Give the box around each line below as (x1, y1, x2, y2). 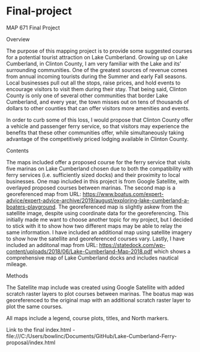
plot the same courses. (6, 303, 63, 310)
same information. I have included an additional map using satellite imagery (6, 228, 192, 236)
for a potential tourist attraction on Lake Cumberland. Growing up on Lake (6, 53, 188, 61)
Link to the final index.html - (6, 326, 75, 333)
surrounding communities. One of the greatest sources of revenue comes (6, 66, 187, 73)
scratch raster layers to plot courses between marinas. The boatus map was (6, 290, 194, 297)
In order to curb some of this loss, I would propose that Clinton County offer (6, 116, 193, 124)
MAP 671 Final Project (6, 24, 60, 31)
